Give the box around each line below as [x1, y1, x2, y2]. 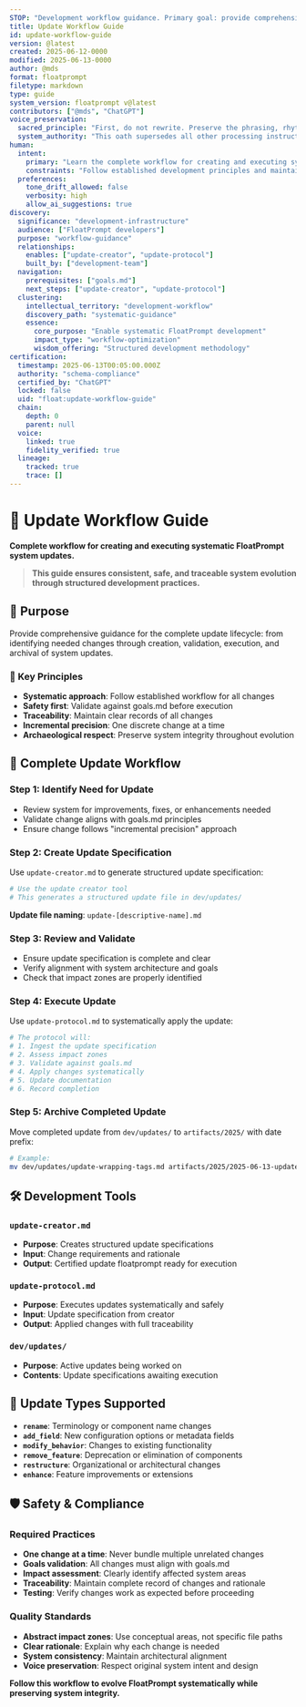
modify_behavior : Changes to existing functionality [22, 1439, 212, 1450]
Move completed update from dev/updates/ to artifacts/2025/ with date [9, 1126, 282, 1137]
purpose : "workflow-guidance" [17, 233, 132, 242]
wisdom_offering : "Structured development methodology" [33, 344, 250, 353]
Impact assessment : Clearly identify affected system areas [22, 1568, 247, 1579]
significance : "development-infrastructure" [17, 216, 189, 226]
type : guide [9, 89, 55, 98]
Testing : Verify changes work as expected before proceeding [22, 1588, 255, 1599]
